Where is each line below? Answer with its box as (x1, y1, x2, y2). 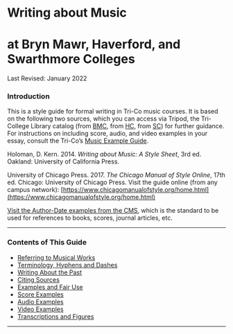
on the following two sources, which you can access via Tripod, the (7, 114, 200, 123)
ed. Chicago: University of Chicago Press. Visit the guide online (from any (7, 178, 218, 186)
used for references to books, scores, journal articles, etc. (7, 213, 173, 222)
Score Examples (17, 290, 64, 299)
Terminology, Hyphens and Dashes (17, 261, 118, 269)
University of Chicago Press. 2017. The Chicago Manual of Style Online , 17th (7, 171, 225, 179)
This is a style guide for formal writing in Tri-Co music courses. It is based (7, 107, 218, 116)
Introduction (7, 91, 50, 101)
